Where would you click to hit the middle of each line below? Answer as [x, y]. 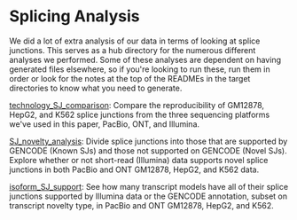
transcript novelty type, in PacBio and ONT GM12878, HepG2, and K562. [141, 205]
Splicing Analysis [74, 16]
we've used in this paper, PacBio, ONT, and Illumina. [105, 124]
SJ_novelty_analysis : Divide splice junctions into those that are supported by [148, 141]
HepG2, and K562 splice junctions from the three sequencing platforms [140, 114]
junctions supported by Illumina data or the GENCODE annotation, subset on [148, 196]
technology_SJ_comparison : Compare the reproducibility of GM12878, [137, 105]
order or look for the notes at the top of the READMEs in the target [130, 78]
